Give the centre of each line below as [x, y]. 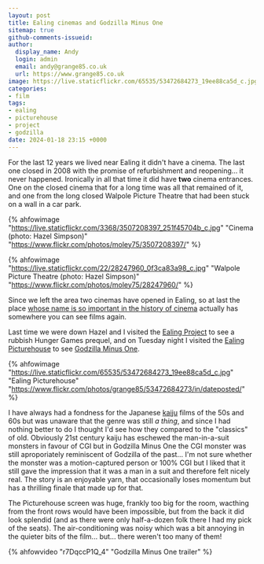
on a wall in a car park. [45, 204]
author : [21, 45]
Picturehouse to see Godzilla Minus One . [74, 348]
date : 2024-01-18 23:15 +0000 [58, 140]
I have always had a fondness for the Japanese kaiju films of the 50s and [126, 412]
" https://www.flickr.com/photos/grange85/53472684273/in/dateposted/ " [127, 389]
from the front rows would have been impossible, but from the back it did [126, 511]
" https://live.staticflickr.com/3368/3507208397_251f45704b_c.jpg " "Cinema [131, 227]
